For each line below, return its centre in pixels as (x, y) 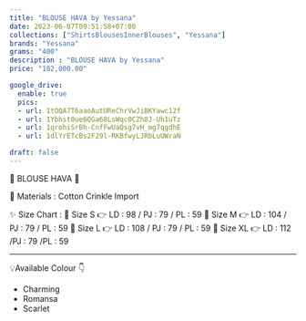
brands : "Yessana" (44, 43)
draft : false (34, 153)
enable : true (42, 93)
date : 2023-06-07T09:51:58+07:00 (73, 26)
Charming (41, 289)
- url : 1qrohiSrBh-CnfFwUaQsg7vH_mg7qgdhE (99, 128)
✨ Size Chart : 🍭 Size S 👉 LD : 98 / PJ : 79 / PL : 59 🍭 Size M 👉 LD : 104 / (148, 214)
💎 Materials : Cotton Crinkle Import (74, 196)
